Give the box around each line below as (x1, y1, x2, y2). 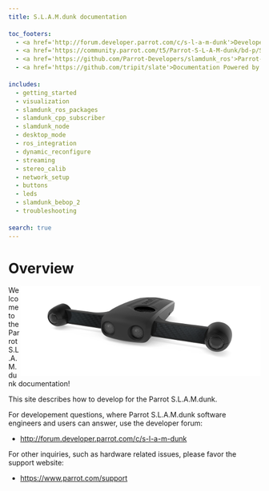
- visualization (15, 97, 70, 106)
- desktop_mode (15, 131, 66, 139)
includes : (8, 80, 42, 88)
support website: (8, 458, 64, 468)
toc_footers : (8, 30, 52, 38)
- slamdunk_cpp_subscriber (15, 114, 106, 122)
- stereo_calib (15, 165, 66, 173)
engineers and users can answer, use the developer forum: (8, 418, 203, 428)
